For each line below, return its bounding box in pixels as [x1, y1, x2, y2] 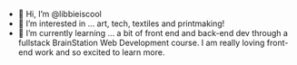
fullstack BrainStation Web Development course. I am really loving [17, 37, 265, 48]
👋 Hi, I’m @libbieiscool [17, 9, 102, 19]
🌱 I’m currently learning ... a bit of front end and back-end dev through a [17, 28, 289, 38]
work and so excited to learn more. [35, 47, 165, 58]
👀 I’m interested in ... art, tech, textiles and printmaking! [17, 18, 225, 29]
